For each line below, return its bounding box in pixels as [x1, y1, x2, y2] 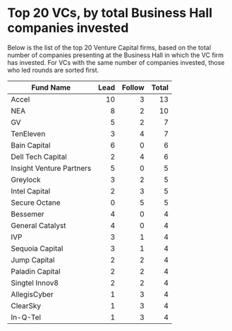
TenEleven [11, 128, 46, 138]
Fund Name [31, 83, 71, 92]
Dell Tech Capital [11, 152, 67, 162]
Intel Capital [11, 186, 51, 195]
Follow [122, 83, 145, 92]
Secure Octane [11, 198, 61, 207]
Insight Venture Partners [11, 163, 92, 173]
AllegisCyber [11, 289, 54, 299]
